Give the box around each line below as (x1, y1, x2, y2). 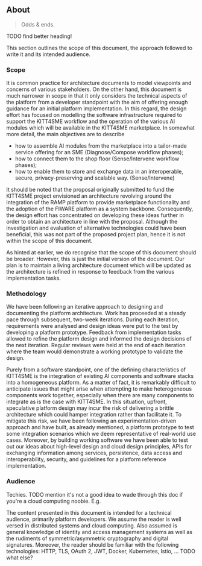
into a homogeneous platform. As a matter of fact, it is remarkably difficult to (6, 379, 197, 386)
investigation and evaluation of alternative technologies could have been (6, 224, 186, 231)
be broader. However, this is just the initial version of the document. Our (6, 256, 185, 263)
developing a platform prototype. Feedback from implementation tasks (6, 329, 181, 336)
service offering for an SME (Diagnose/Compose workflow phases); (14, 149, 184, 156)
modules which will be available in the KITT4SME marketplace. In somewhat (6, 124, 195, 131)
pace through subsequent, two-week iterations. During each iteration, (6, 316, 180, 323)
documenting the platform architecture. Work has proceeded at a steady (6, 310, 186, 317)
